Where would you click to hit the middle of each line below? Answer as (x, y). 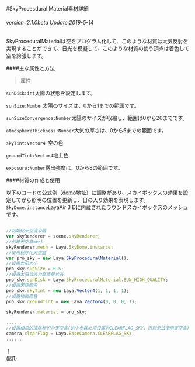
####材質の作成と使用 (33, 180)
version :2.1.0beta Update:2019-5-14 (50, 22)
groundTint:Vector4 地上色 (37, 155)
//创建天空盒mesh (25, 242)
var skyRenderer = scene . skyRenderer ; (53, 236)
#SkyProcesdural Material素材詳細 (47, 8)
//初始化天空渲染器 (26, 231)
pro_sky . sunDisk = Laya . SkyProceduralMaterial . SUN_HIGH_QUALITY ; (87, 280)
